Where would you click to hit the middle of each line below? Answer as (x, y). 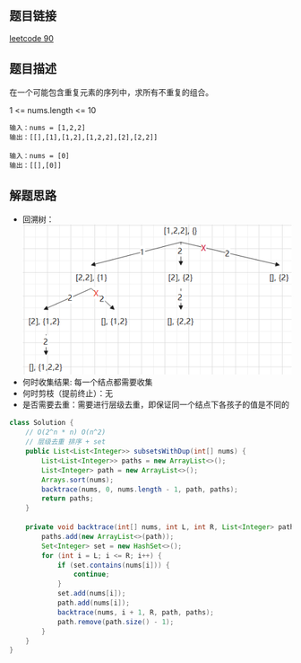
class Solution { (42, 423)
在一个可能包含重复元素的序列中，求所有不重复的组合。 (111, 92)
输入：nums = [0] (39, 156)
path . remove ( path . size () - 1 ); (116, 622)
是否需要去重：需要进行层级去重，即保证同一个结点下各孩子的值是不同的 (155, 405)
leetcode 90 (31, 38)
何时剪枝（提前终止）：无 (68, 393)
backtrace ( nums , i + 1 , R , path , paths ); (136, 612)
